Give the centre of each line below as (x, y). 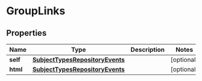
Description (148, 50)
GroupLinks (36, 11)
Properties (26, 33)
